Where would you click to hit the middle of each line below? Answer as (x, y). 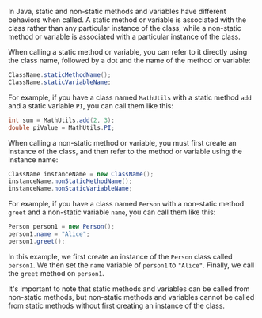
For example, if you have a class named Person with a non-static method (126, 204)
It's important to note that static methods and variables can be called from (129, 289)
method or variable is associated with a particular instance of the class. (124, 36)
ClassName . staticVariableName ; (60, 82)
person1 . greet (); (37, 241)
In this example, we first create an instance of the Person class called (120, 256)
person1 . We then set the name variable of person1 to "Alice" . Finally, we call (131, 265)
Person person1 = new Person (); (61, 227)
